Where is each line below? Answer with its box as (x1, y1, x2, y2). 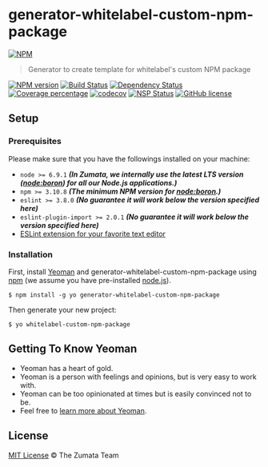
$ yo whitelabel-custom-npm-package (8, 320, 130, 329)
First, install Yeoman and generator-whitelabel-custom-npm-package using (8, 266, 258, 277)
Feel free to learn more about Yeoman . (19, 405, 147, 415)
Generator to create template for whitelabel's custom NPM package (27, 64, 251, 74)
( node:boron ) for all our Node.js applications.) (19, 178, 178, 187)
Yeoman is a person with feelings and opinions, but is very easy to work (19, 372, 258, 381)
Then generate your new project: (8, 305, 117, 314)
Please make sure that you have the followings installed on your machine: (8, 154, 250, 163)
